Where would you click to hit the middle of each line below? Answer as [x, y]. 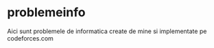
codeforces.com [30, 38]
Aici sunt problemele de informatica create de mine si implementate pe [107, 31]
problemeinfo [46, 13]
